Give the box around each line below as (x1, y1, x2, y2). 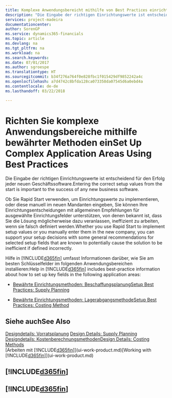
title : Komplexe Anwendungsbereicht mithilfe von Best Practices (5, 7, 147, 13)
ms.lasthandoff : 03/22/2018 (5, 88, 66, 94)
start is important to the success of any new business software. (5, 186, 139, 193)
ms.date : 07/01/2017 (5, 60, 50, 65)
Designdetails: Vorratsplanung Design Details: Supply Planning (5, 331, 137, 337)
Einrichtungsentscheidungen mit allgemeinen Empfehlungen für (5, 207, 140, 213)
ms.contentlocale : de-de (5, 83, 58, 89)
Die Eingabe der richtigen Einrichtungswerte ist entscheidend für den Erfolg (5, 175, 165, 182)
